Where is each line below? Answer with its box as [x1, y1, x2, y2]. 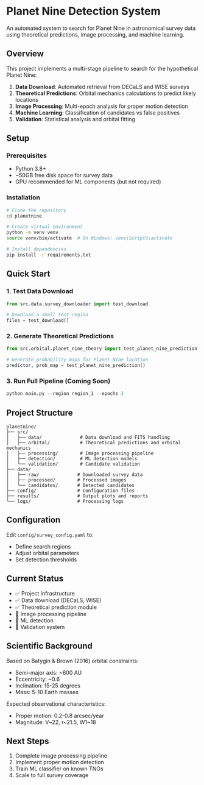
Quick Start [6, 269, 51, 279]
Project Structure [6, 407, 73, 418]
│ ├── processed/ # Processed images [6, 477, 127, 483]
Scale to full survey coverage [15, 772, 89, 779]
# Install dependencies [6, 246, 67, 252]
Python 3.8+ [15, 165, 47, 172]
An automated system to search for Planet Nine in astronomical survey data [6, 24, 196, 32]
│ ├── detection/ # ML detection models [6, 456, 138, 462]
